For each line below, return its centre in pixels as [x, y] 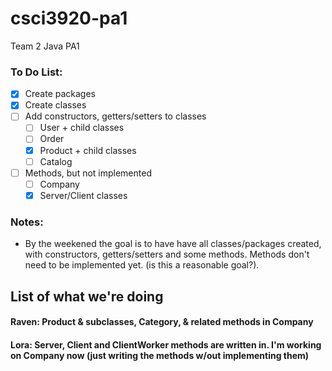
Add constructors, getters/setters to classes [115, 116]
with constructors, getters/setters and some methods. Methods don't [167, 254]
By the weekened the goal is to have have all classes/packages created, [173, 244]
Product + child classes [88, 150]
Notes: [27, 222]
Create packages [60, 94]
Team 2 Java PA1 [45, 46]
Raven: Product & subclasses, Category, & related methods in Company [162, 322]
